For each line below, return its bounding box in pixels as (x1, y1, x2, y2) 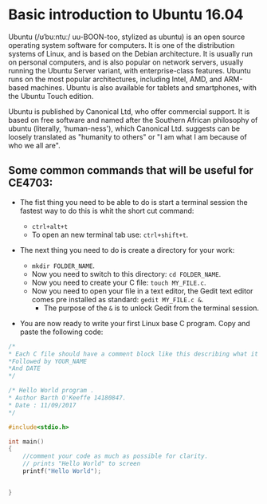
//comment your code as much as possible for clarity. (22, 452, 209, 460)
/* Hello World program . (8, 387, 94, 395)
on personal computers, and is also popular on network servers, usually (8, 57, 244, 67)
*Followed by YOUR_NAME (8, 357, 88, 365)
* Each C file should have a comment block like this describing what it (8, 349, 259, 358)
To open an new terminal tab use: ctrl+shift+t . (31, 230, 189, 239)
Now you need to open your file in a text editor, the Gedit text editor (31, 285, 253, 296)
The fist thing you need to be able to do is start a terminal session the (19, 197, 249, 207)
